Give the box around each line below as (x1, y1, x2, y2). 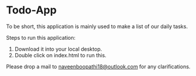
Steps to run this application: (6, 34, 76, 41)
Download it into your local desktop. (14, 45, 102, 53)
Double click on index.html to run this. (14, 51, 107, 58)
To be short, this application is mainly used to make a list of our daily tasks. (6, 23, 188, 30)
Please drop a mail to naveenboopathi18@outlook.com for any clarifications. (6, 63, 191, 70)
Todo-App (6, 4, 57, 17)
